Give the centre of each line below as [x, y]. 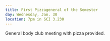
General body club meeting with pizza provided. [55, 33]
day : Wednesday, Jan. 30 [31, 14]
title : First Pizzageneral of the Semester [52, 10]
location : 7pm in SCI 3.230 [35, 19]
